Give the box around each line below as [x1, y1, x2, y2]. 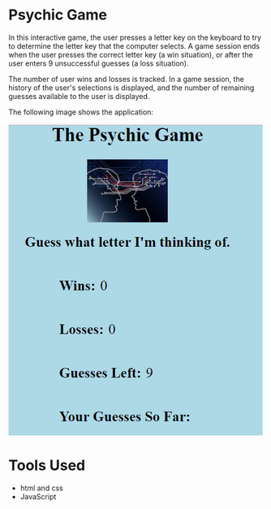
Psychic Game [8, 6, 108, 24]
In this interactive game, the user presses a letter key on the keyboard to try [8, 32, 262, 42]
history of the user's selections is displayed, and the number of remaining [8, 83, 255, 93]
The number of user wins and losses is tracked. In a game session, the [8, 74, 245, 84]
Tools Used [8, 456, 86, 475]
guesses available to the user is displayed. [8, 91, 150, 101]
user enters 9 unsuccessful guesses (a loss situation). [8, 58, 189, 68]
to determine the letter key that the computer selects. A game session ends [8, 41, 260, 50]
